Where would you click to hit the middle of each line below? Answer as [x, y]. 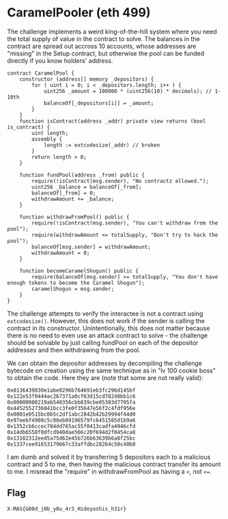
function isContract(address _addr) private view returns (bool [113, 121]
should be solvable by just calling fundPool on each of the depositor [103, 342]
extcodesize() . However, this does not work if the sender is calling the [106, 320]
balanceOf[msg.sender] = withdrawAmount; [91, 247]
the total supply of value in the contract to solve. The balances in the [103, 38]
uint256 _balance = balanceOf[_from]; [87, 187]
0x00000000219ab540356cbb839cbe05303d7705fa [71, 402]
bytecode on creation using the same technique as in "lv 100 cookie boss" [112, 370]
